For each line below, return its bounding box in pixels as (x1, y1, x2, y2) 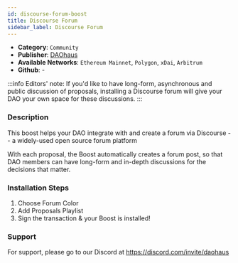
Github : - (17, 65, 45, 75)
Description (7, 112, 49, 122)
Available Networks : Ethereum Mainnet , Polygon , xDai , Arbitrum (17, 58, 202, 67)
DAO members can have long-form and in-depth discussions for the (7, 157, 207, 166)
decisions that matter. (7, 165, 71, 173)
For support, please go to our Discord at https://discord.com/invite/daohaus (7, 248, 229, 257)
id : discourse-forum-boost (7, 10, 87, 18)
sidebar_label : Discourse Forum (7, 23, 103, 31)
